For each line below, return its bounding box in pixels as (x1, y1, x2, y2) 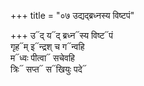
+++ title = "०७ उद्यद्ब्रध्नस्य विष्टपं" (10, 10, 135, 21)
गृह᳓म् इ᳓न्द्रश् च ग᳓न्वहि (10, 41, 85, 52)
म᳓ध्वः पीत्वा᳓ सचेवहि (10, 52, 75, 64)
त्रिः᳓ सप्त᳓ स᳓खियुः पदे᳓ (10, 63, 87, 75)
